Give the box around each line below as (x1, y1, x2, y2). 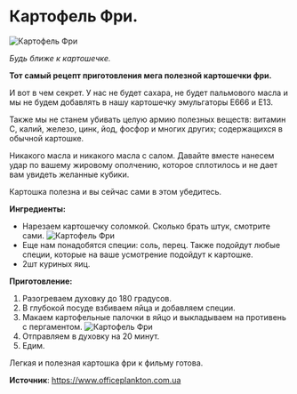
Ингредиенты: (9, 203, 67, 214)
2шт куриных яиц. (21, 258, 91, 269)
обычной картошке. (9, 133, 84, 143)
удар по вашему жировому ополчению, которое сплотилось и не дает (9, 159, 278, 170)
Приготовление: (9, 276, 73, 286)
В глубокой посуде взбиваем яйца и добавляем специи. (21, 302, 236, 313)
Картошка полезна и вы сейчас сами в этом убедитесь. (9, 186, 222, 197)
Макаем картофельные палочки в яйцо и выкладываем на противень (21, 311, 287, 322)
